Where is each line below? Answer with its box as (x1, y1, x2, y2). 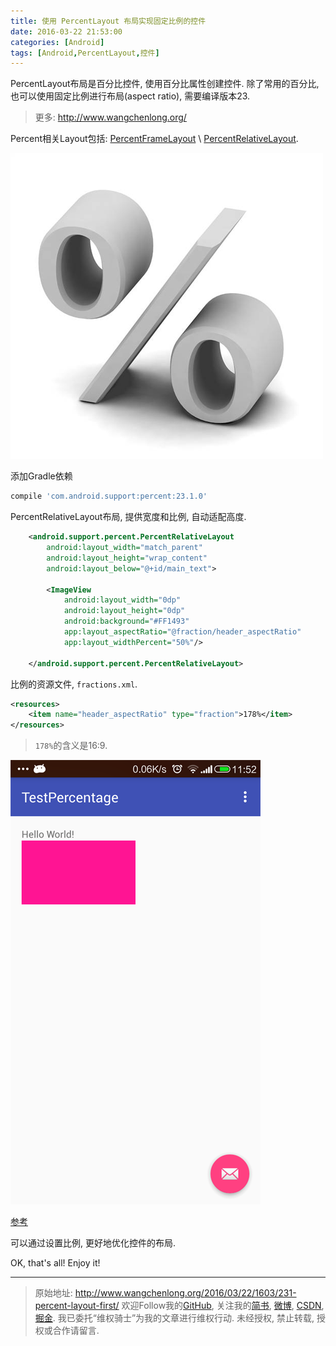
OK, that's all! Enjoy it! (10, 1257, 101, 1269)
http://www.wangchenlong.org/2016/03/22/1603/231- (74, 1287, 297, 1299)
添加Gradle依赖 (10, 470, 73, 482)
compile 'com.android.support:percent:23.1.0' (10, 491, 208, 502)
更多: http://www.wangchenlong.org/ (34, 111, 187, 124)
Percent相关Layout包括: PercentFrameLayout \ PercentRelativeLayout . (10, 133, 299, 145)
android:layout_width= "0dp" (63, 595, 182, 605)
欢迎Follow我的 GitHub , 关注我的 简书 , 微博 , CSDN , (121, 1300, 325, 1312)
